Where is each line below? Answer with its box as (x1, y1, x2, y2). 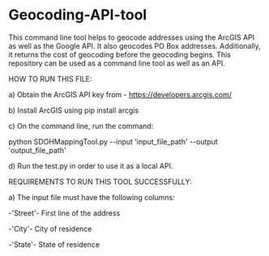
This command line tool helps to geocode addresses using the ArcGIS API (8, 32, 255, 42)
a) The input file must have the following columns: (8, 192, 176, 202)
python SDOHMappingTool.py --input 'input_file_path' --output (8, 136, 219, 147)
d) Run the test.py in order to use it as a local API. (8, 160, 173, 171)
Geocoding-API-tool (8, 6, 147, 24)
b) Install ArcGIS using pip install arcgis (8, 105, 139, 115)
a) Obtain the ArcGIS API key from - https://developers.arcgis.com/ (8, 89, 233, 99)
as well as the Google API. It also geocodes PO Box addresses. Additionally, (8, 41, 261, 50)
